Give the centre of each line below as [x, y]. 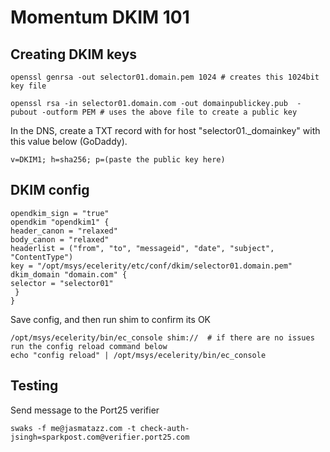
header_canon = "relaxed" [64, 231]
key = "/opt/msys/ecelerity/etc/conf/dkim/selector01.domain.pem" [151, 266]
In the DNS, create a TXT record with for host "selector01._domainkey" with [165, 130]
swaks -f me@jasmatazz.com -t [73, 428]
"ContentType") [42, 257]
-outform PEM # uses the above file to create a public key [169, 112]
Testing [34, 386]
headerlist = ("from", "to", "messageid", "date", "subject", [142, 248]
